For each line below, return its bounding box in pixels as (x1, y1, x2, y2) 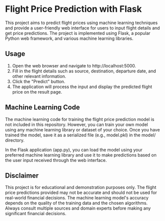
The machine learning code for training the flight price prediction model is (5, 116, 155, 122)
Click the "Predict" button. (12, 78, 65, 84)
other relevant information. (12, 73, 66, 79)
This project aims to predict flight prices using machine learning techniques (5, 20, 158, 26)
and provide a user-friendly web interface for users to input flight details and (5, 25, 160, 31)
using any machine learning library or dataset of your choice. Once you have (5, 126, 160, 132)
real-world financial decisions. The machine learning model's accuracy (5, 195, 149, 201)
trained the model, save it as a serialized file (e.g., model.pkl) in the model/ (5, 132, 156, 138)
